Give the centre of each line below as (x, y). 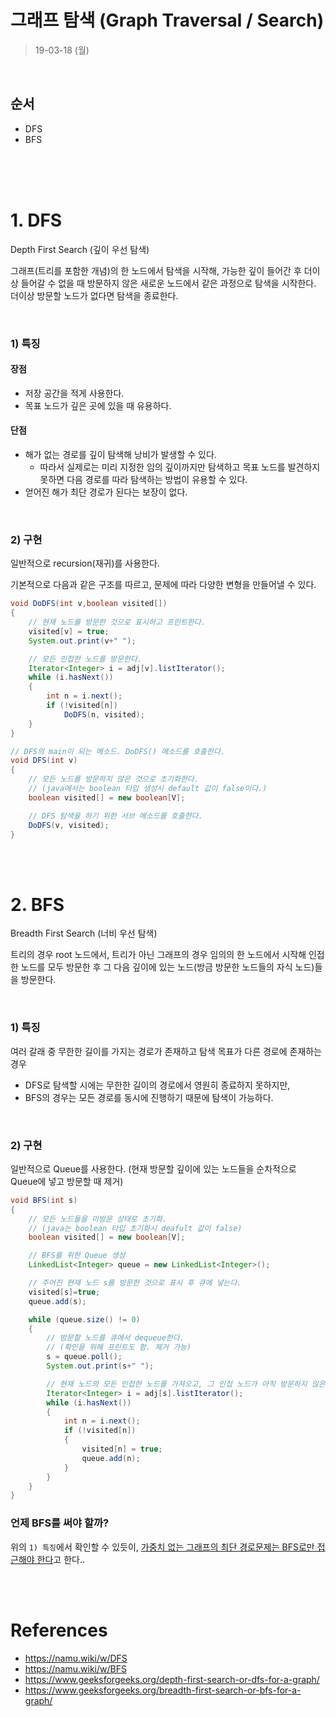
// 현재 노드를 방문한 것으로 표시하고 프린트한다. (117, 622)
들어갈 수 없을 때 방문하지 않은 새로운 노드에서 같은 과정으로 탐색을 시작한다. (168, 283)
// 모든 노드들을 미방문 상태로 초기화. (98, 1219)
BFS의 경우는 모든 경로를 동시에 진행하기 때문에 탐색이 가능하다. (149, 1097)
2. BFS (37, 904)
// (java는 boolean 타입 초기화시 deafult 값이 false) (135, 1228)
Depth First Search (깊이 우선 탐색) (80, 249)
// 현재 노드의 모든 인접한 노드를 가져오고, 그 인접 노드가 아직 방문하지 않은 (186, 1384)
